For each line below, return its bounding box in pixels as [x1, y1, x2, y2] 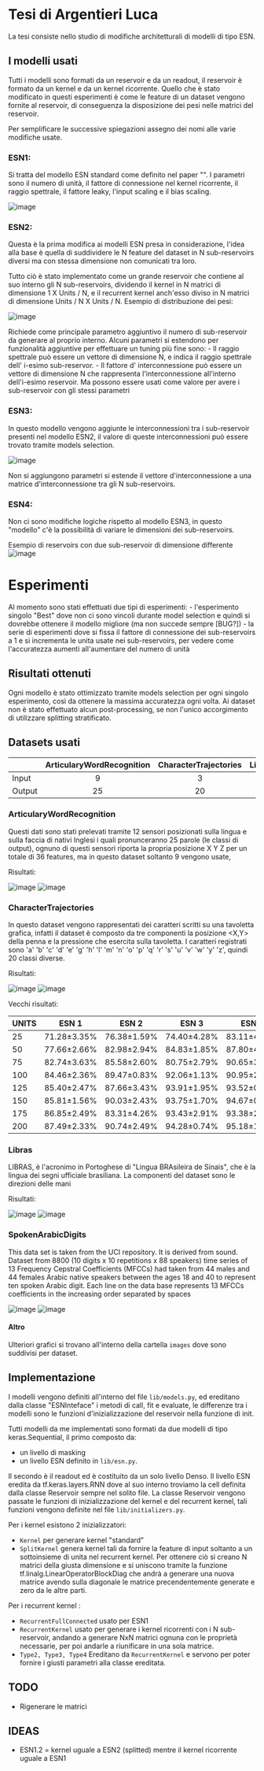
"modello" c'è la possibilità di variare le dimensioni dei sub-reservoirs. [8, 525, 235, 534]
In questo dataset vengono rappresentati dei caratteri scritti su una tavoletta [8, 920, 255, 930]
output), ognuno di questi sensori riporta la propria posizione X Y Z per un [8, 843, 247, 852]
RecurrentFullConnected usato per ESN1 [19, 1616, 149, 1625]
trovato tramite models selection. [8, 440, 115, 450]
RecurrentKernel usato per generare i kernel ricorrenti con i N [19, 1624, 218, 1634]
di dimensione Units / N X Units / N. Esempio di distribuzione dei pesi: [8, 297, 233, 306]
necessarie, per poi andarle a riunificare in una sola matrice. [19, 1641, 214, 1650]
